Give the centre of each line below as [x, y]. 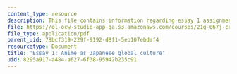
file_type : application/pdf [49, 33]
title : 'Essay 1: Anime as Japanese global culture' [86, 54]
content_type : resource [42, 14]
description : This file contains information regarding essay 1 [104, 20]
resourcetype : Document [42, 47]
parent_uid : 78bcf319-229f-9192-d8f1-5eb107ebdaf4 [83, 40]
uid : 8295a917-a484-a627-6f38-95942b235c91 [72, 60]
